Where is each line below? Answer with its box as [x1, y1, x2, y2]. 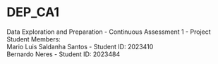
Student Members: [6, 34, 61, 43]
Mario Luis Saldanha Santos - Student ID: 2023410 [6, 42, 154, 51]
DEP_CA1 [6, 4, 60, 20]
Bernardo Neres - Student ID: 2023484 [6, 50, 121, 58]
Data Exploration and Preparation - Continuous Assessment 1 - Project [6, 27, 211, 36]
